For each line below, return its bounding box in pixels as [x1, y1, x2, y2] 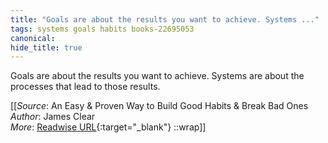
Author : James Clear [10, 111, 96, 123]
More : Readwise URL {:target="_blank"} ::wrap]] [10, 121, 207, 133]
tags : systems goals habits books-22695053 [10, 24, 195, 34]
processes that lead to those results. [10, 81, 161, 93]
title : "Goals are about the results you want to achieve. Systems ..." [10, 14, 320, 25]
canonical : [10, 33, 56, 43]
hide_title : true [10, 42, 83, 53]
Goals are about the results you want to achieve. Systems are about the [10, 70, 305, 82]
